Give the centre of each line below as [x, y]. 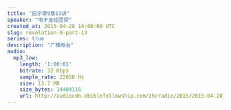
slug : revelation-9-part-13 [47, 32]
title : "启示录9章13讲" [38, 13]
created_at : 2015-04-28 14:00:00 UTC [61, 26]
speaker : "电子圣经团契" [40, 20]
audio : [16, 52]
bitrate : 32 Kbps [44, 70]
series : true [26, 39]
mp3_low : [26, 58]
